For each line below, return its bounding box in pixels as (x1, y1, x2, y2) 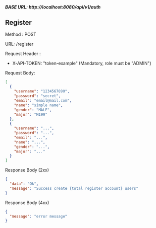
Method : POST (5, 31, 37, 37)
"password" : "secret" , (14, 93, 61, 99)
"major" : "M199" (14, 112, 48, 117)
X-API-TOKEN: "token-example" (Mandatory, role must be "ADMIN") (12, 60, 152, 67)
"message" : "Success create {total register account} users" (9, 186, 139, 191)
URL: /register (5, 41, 34, 47)
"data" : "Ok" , (9, 181, 39, 186)
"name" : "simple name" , (14, 102, 63, 108)
